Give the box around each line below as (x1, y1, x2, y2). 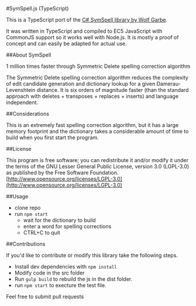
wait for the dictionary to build (23, 216, 96, 224)
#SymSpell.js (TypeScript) (6, 5, 69, 12)
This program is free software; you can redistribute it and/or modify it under (6, 157, 189, 163)
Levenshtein (6, 87, 36, 93)
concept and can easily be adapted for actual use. (6, 40, 127, 47)
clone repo (14, 204, 41, 211)
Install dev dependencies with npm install (14, 263, 117, 270)
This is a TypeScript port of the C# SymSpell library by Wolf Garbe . (6, 16, 168, 23)
